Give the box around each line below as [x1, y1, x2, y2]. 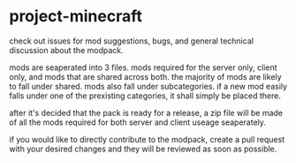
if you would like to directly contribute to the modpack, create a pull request [9, 134, 285, 144]
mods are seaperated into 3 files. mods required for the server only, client [9, 62, 277, 73]
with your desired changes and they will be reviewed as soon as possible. [9, 144, 277, 154]
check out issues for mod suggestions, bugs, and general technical [9, 35, 254, 46]
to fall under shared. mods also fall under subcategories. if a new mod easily [9, 81, 288, 91]
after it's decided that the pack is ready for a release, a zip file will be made [9, 107, 284, 118]
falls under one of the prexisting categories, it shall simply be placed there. [9, 90, 281, 101]
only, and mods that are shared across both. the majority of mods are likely [9, 71, 282, 81]
